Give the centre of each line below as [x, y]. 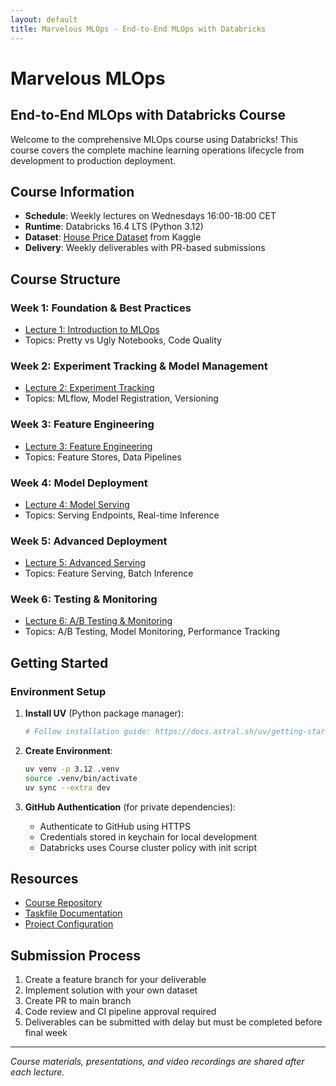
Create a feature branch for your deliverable [115, 980]
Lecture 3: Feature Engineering [88, 446]
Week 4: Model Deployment [79, 483]
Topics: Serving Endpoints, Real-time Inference [122, 515]
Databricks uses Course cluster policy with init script [148, 847]
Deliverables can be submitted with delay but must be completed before [173, 1022]
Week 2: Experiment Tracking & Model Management [139, 366]
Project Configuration [69, 924]
